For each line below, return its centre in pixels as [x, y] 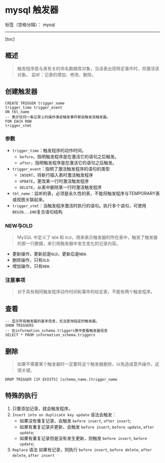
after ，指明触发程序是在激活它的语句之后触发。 [68, 163]
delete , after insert [33, 455]
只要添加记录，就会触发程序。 [42, 409]
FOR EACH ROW [18, 121]
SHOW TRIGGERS [20, 326]
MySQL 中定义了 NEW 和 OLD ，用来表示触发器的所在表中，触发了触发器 [87, 237]
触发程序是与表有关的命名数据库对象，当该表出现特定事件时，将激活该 [88, 68]
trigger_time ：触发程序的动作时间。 [49, 150]
